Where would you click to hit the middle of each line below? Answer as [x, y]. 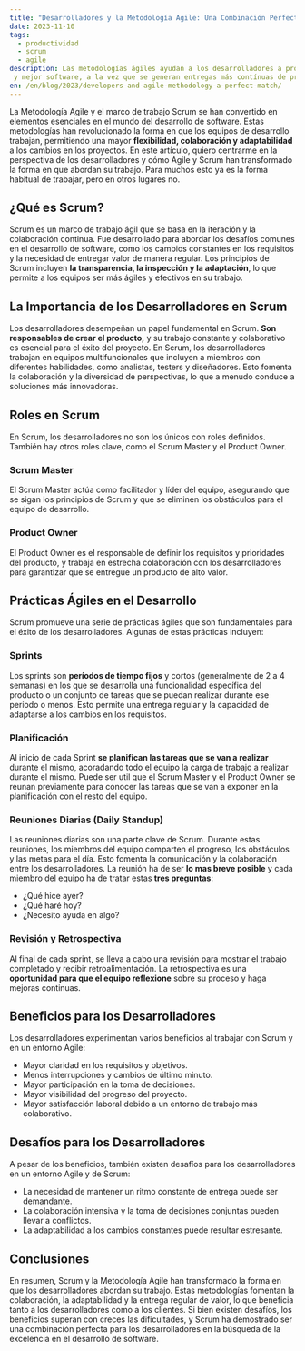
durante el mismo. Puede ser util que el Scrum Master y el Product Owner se [152, 777]
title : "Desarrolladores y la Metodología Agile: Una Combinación [138, 18]
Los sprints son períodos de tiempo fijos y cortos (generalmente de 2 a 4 [147, 675]
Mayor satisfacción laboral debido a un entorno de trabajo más [140, 1104]
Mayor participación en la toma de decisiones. [109, 1084]
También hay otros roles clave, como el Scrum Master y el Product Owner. [148, 447]
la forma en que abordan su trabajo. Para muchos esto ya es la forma [139, 169]
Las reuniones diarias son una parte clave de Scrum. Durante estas [135, 840]
